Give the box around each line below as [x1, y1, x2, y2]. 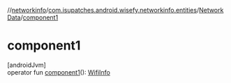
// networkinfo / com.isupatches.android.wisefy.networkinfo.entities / [7, 6, 200, 14]
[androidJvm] [7, 61, 47, 69]
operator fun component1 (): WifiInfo [7, 68, 110, 76]
